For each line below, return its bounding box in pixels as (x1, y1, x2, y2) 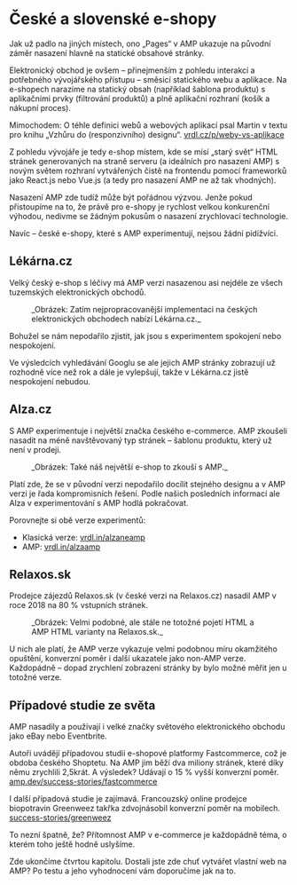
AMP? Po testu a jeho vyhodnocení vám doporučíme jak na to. (9, 865, 237, 876)
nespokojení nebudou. (9, 375, 91, 386)
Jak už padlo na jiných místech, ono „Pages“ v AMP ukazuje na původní (9, 38, 271, 49)
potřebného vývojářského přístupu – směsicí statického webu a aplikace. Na (9, 74, 287, 84)
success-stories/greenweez (9, 812, 112, 823)
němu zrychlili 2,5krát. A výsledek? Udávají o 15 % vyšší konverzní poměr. (9, 767, 279, 778)
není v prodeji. (9, 444, 62, 454)
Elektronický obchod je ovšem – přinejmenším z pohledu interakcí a (9, 65, 255, 75)
